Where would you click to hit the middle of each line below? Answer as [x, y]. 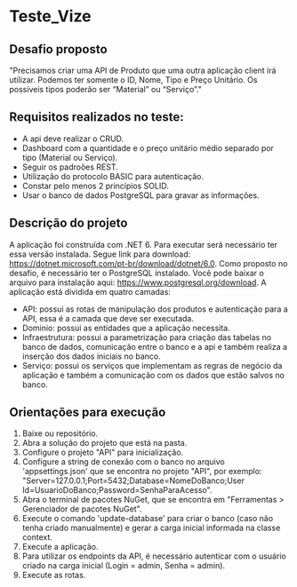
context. [37, 537]
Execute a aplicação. [60, 547]
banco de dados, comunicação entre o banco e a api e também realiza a [154, 346]
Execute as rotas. [54, 575]
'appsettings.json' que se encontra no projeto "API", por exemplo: [142, 472]
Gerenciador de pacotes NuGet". [82, 509]
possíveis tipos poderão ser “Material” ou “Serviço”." [106, 89]
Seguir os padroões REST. [70, 167]
